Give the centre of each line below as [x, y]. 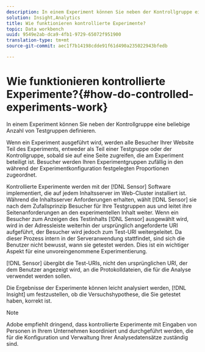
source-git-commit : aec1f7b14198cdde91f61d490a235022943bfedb [87, 46]
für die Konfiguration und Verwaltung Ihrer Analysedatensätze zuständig [97, 337]
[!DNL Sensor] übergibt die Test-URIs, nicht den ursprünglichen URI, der [97, 263]
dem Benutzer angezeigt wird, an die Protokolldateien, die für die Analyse [99, 269]
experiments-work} [57, 107]
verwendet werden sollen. [39, 276]
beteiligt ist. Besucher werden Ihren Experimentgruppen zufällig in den [95, 161]
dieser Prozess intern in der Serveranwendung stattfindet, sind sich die [95, 238]
